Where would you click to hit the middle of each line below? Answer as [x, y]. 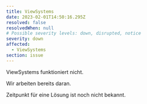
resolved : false [26, 22]
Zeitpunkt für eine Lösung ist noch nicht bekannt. [66, 95]
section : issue [25, 55]
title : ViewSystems [30, 11]
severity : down [25, 39]
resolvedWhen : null [30, 28]
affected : [18, 45]
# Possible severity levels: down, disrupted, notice [74, 33]
